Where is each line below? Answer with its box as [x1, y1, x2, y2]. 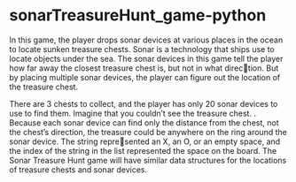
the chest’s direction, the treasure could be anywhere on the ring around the [9, 126, 288, 137]
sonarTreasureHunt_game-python [9, 5, 267, 26]
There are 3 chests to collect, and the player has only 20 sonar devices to [9, 98, 278, 109]
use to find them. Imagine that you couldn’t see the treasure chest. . [9, 108, 257, 118]
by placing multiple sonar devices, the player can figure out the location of [9, 72, 281, 82]
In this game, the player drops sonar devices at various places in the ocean [9, 34, 284, 45]
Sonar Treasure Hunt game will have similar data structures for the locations [9, 155, 287, 165]
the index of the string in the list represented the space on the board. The [9, 145, 277, 155]
